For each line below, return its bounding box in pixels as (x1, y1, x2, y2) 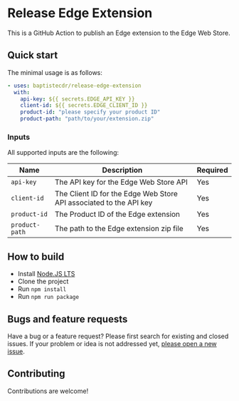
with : (14, 88, 31, 96)
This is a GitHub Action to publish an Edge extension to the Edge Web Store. (7, 29, 230, 37)
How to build (7, 250, 65, 263)
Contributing (7, 367, 65, 380)
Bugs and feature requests (7, 313, 128, 325)
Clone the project (17, 277, 69, 286)
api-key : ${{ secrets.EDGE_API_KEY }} (20, 95, 135, 103)
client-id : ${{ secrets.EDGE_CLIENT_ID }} (20, 102, 148, 109)
